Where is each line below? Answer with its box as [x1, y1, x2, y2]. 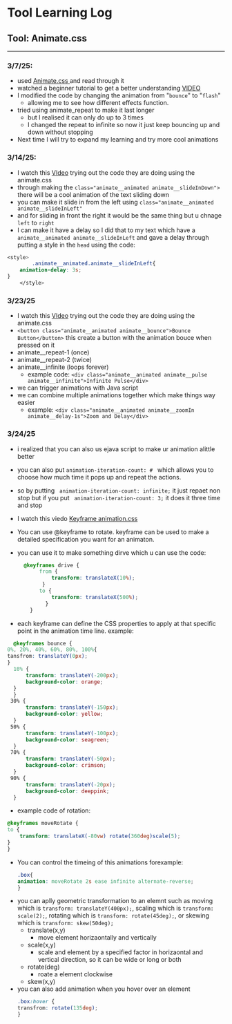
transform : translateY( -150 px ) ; [25, 704, 119, 711]
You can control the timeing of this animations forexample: [17, 858, 184, 866]
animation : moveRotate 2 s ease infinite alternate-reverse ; [17, 878, 194, 885]
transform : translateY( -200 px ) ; [25, 672, 119, 679]
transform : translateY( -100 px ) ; [25, 730, 119, 737]
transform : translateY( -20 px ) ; [25, 781, 116, 788]
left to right [17, 218, 55, 227]
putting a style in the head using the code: [17, 240, 136, 249]
